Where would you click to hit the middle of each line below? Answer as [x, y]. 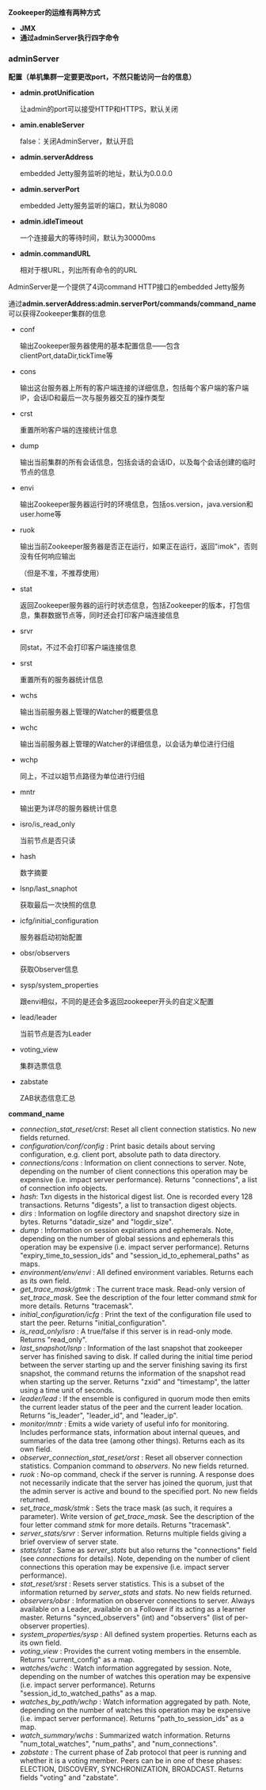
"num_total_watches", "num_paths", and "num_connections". [118, 1744]
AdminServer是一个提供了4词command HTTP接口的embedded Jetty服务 [127, 287]
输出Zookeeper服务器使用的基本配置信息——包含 [100, 346]
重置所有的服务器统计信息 [61, 680]
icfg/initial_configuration [59, 921]
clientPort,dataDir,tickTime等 [66, 356]
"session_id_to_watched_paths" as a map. [88, 1693]
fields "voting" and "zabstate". [69, 1777]
